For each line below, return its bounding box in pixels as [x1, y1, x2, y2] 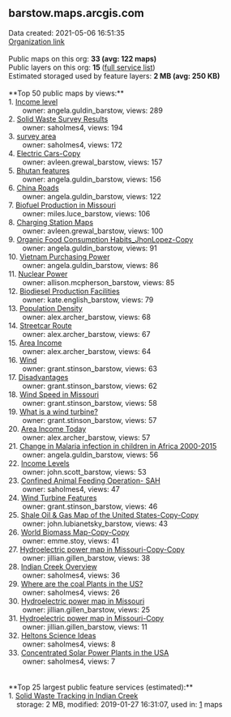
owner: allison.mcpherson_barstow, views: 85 [22, 277, 175, 287]
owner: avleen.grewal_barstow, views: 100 [22, 226, 164, 236]
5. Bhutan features [8, 165, 71, 175]
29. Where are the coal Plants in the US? [8, 578, 143, 588]
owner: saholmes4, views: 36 [22, 570, 120, 580]
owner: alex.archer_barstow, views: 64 [22, 346, 152, 356]
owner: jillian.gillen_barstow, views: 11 [22, 621, 148, 631]
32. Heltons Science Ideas [8, 630, 96, 640]
